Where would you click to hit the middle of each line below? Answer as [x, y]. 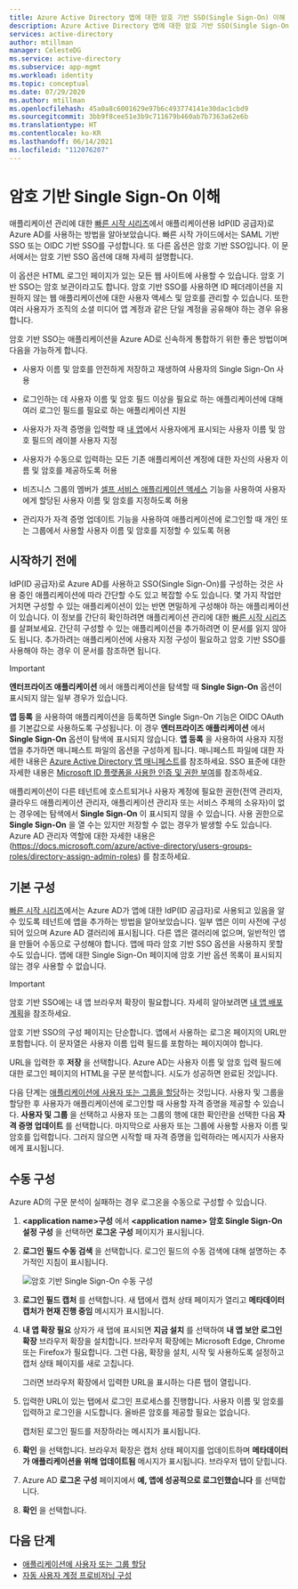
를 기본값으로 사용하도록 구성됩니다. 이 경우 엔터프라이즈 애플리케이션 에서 [137, 728]
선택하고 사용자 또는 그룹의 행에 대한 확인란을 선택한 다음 [177, 1115]
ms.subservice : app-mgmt [55, 68]
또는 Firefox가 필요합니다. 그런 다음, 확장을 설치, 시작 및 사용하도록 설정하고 [153, 1352]
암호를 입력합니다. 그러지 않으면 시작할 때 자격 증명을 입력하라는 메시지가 [135, 1137]
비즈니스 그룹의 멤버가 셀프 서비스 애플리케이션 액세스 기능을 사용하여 [142, 489]
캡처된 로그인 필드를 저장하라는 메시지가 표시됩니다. [111, 1431]
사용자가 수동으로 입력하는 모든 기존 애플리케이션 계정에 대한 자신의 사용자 [150, 458]
